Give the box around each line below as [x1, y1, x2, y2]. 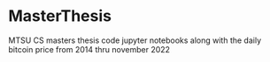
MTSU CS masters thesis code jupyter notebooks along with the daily [8, 35, 262, 45]
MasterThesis [8, 6, 112, 26]
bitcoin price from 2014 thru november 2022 [8, 44, 170, 54]
